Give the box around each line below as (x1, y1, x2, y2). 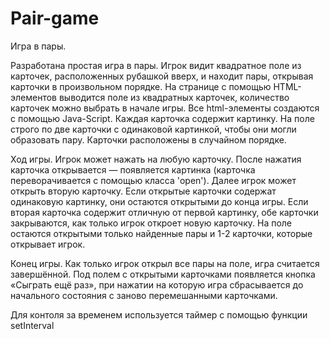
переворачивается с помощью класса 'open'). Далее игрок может (10, 174, 297, 186)
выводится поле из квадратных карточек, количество (58, 91, 290, 103)
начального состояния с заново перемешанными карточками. (10, 289, 278, 301)
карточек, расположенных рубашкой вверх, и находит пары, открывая (10, 70, 314, 82)
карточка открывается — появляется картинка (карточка (10, 163, 256, 176)
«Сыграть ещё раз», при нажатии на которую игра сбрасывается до (10, 278, 304, 291)
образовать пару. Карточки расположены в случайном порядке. (10, 133, 287, 146)
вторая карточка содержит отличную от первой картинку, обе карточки (10, 206, 319, 218)
